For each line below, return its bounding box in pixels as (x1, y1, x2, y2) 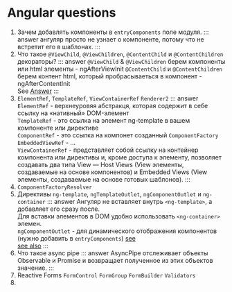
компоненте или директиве (17, 123, 99, 132)
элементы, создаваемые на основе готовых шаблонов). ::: (17, 175, 190, 183)
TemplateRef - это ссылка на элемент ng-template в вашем (17, 116, 190, 124)
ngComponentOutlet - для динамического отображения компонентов (17, 227, 217, 235)
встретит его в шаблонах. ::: (17, 42, 100, 51)
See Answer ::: (17, 87, 60, 95)
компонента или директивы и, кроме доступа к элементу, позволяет (17, 153, 222, 161)
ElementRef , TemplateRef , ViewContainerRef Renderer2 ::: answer (17, 94, 199, 102)
